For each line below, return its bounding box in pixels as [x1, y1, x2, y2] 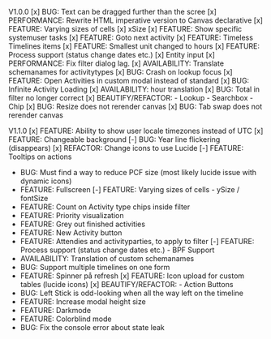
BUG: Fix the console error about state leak [19, 323, 165, 332]
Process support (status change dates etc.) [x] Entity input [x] [8, 50, 215, 59]
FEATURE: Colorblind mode [19, 314, 112, 324]
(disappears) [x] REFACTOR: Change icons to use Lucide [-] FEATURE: [8, 144, 244, 152]
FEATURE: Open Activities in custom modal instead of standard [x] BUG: [8, 76, 250, 85]
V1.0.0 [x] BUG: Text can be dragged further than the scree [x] [8, 7, 217, 16]
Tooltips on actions [8, 152, 72, 161]
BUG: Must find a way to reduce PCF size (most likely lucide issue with [19, 168, 257, 177]
